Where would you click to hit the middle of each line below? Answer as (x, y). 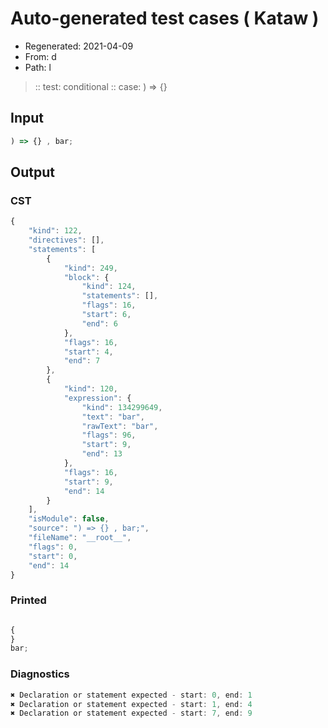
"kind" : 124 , (109, 287)
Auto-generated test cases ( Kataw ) (165, 18)
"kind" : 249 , (90, 268)
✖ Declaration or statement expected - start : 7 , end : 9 (131, 713)
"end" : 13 (102, 454)
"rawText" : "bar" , (120, 426)
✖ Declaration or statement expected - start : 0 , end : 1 (131, 695)
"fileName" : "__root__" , (80, 538)
